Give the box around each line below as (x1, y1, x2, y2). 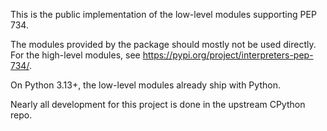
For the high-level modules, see (10, 49, 141, 61)
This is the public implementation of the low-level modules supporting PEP (10, 9, 317, 20)
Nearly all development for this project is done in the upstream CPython (10, 99, 306, 110)
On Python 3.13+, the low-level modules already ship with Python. (10, 79, 281, 91)
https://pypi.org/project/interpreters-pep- (142, 49, 314, 61)
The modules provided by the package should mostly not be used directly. (10, 39, 317, 50)
